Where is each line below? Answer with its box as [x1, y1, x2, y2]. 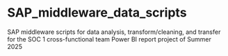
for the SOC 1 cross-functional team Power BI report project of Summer [7, 35, 212, 43]
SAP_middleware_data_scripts [7, 5, 187, 21]
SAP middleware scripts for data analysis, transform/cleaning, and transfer [7, 28, 221, 36]
